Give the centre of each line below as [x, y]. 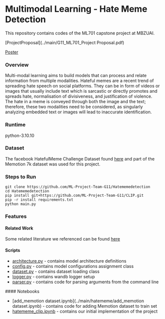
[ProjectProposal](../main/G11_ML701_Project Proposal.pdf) [65, 42]
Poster [12, 52]
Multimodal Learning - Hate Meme [76, 9]
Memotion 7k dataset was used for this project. [53, 164]
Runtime [15, 125]
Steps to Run [21, 177]
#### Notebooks [22, 292]
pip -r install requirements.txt [39, 200]
